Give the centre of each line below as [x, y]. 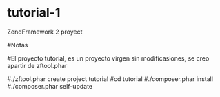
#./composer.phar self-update [50, 86]
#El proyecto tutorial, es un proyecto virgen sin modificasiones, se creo [108, 58]
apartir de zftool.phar [37, 65]
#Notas [18, 45]
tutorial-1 [34, 13]
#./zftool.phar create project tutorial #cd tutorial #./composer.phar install [110, 79]
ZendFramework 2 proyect [45, 32]
